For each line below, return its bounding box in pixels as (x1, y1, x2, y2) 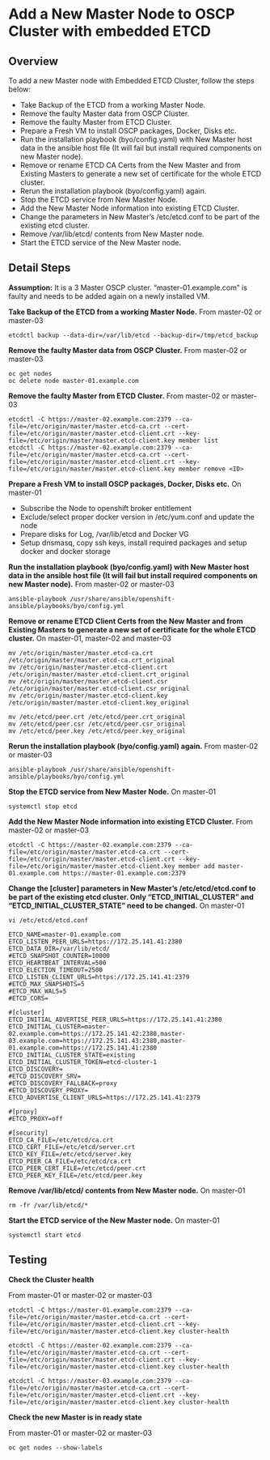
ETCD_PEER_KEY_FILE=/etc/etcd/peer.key (8, 1171, 143, 1179)
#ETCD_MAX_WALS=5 (8, 987, 67, 995)
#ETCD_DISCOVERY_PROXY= (8, 1086, 89, 1094)
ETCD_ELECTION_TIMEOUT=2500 (8, 965, 103, 974)
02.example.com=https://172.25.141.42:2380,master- (8, 1029, 186, 1037)
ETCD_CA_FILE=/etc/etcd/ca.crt (8, 1135, 114, 1144)
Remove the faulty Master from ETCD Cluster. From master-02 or (8, 390, 230, 401)
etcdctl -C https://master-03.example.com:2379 (8, 1377, 172, 1385)
